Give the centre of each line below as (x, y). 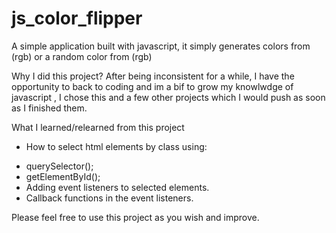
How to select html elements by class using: (116, 146)
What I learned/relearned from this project (98, 127)
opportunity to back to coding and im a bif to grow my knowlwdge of (152, 86)
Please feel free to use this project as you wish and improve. (135, 217)
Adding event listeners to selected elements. (117, 187)
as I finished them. (49, 108)
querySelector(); (59, 166)
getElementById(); (63, 176)
